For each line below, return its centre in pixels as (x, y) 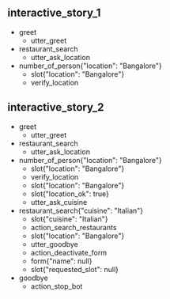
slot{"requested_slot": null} (75, 269)
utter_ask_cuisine (59, 202)
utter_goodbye (54, 244)
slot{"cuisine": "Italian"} (69, 219)
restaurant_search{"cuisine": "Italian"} (81, 210)
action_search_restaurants (74, 227)
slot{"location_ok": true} (70, 194)
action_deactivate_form (69, 252)
